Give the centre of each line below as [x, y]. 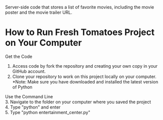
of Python [22, 87]
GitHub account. [29, 71]
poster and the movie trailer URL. [39, 12]
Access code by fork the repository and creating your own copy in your [85, 66]
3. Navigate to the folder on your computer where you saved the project [78, 102]
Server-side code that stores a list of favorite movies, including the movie [80, 7]
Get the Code [19, 56]
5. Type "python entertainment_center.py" [48, 112]
